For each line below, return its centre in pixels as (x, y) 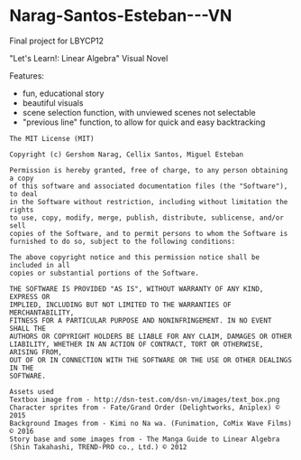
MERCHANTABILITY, (42, 313)
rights (22, 210)
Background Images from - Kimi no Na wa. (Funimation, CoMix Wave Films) (151, 423)
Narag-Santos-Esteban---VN (121, 16)
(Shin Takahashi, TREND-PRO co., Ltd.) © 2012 (98, 447)
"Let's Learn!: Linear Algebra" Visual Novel (89, 58)
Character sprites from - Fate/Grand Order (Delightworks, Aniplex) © (145, 408)
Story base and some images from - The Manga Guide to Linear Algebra (145, 439)
